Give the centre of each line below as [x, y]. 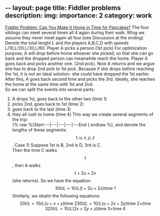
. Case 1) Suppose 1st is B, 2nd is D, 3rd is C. [57, 145]
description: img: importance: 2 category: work [79, 16]
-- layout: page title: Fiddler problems [63, 8]
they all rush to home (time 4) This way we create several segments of [83, 114]
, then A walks [26, 165]
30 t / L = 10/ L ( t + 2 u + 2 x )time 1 [85, 188]
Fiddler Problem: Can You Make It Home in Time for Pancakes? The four [77, 27]
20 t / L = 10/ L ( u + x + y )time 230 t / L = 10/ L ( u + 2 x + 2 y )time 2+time [85, 203]
